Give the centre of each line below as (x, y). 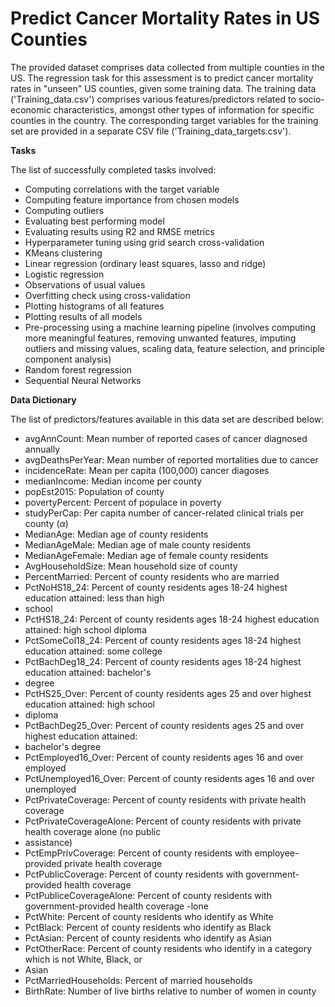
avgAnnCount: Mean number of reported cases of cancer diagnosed (166, 438)
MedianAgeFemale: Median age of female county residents (146, 555)
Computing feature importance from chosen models (132, 199)
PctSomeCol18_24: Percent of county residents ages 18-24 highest (163, 640)
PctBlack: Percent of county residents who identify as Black (148, 927)
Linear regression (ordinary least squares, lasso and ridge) (145, 263)
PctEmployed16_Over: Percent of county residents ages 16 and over (164, 757)
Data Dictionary (43, 399)
